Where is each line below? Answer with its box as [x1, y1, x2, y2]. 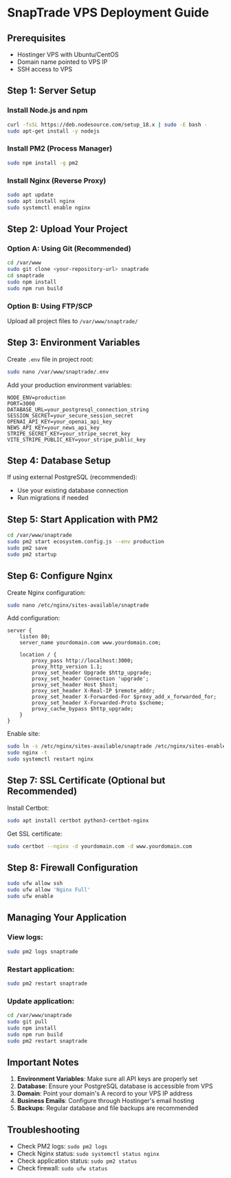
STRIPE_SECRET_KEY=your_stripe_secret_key [7, 430, 131, 437]
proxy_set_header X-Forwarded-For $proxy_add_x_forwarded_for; [32, 693, 217, 701]
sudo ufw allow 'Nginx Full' [7, 886, 91, 893]
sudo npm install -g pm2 [7, 160, 78, 166]
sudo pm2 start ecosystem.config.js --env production [7, 538, 165, 545]
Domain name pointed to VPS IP [16, 58, 108, 66]
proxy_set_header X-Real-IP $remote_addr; [32, 688, 155, 695]
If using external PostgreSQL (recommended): [7, 473, 137, 481]
